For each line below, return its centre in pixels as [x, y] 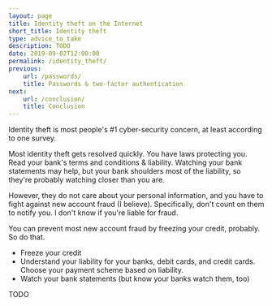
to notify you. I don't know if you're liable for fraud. [93, 213]
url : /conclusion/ [54, 99]
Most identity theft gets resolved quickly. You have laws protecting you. [128, 154]
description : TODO [39, 46]
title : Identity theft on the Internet [76, 24]
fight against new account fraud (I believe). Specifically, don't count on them [136, 205]
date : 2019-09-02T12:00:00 [54, 54]
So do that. [27, 237]
